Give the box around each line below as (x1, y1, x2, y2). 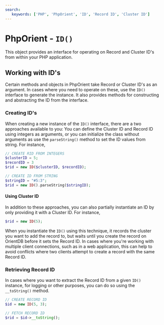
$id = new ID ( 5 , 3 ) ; (5, 301, 47, 307)
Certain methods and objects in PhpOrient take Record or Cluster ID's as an (5, 81, 158, 87)
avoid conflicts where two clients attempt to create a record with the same (5, 248, 155, 254)
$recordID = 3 (5, 160, 34, 165)
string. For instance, (5, 141, 46, 147)
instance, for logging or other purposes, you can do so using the (5, 283, 135, 289)
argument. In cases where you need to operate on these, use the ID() (5, 87, 146, 93)
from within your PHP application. (5, 54, 73, 60)
